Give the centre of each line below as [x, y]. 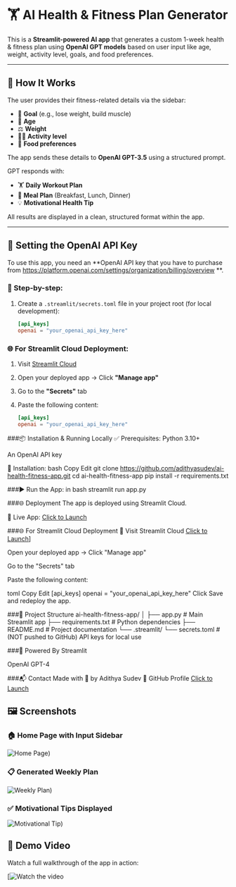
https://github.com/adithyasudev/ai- [172, 468]
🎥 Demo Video [39, 846]
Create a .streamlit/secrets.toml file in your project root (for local [114, 303]
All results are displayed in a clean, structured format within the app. [106, 216]
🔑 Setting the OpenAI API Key [73, 246]
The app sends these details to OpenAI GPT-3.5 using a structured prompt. [117, 157]
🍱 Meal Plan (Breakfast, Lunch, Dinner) [74, 195]
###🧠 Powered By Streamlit [47, 650]
